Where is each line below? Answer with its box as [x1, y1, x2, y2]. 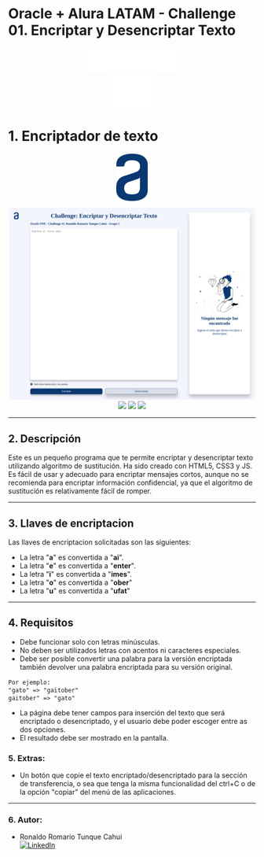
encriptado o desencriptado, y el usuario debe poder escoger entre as [19, 716, 247, 726]
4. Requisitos [8, 616, 74, 630]
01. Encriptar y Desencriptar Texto [8, 21, 236, 39]
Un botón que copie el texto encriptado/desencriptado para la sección [19, 770, 247, 780]
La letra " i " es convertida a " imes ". [19, 569, 132, 578]
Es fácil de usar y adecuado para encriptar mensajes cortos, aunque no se [8, 470, 249, 479]
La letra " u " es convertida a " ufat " [19, 585, 131, 595]
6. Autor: [8, 814, 43, 825]
